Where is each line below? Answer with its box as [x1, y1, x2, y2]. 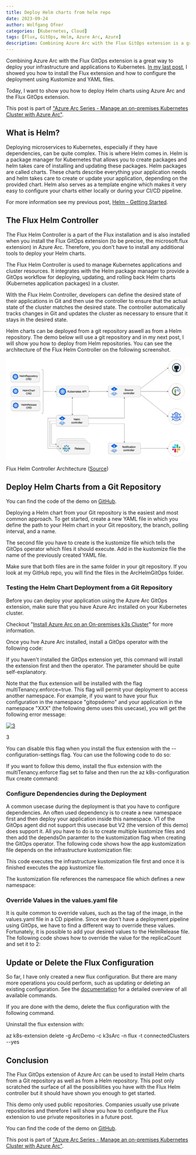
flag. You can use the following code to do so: [61, 751, 171, 758]
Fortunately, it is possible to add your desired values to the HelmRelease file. [6, 928, 190, 935]
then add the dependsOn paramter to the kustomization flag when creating [6, 834, 186, 841]
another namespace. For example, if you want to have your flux [6, 692, 158, 699]
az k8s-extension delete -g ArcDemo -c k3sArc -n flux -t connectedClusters [6, 1032, 190, 1040]
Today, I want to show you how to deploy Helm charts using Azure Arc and [6, 87, 185, 94]
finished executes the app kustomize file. [6, 864, 105, 871]
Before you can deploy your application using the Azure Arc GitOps [6, 597, 167, 604]
